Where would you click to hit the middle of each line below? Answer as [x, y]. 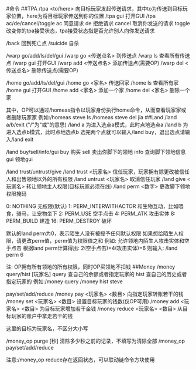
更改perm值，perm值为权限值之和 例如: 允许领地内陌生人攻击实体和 [103, 241]
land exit [23, 139]
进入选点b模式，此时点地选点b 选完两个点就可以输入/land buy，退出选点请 [96, 132]
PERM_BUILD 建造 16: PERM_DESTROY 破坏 [59, 221]
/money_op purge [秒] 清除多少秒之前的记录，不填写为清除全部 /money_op [96, 341]
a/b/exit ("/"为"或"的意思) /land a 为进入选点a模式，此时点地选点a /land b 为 [97, 125]
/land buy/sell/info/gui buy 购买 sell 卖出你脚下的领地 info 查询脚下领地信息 [96, 152]
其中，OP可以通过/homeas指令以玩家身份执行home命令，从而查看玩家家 [94, 110]
